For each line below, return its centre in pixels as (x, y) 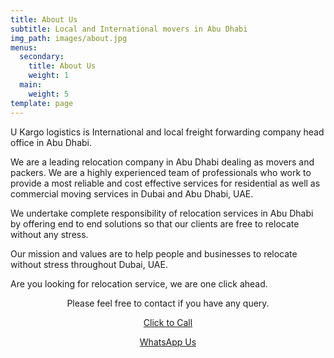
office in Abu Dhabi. (51, 142)
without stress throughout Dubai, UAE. (89, 264)
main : (31, 85)
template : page (42, 103)
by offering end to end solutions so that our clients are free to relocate (155, 223)
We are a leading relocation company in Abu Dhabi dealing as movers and (162, 162)
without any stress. (49, 234)
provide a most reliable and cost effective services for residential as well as (165, 183)
